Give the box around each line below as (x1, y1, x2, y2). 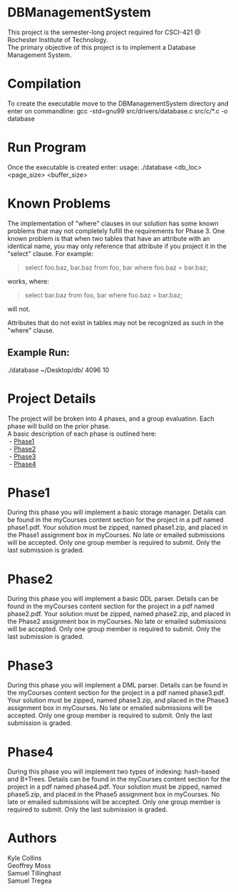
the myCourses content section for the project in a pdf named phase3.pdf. (7, 689, 226, 697)
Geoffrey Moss (7, 861, 51, 870)
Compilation (7, 76, 81, 92)
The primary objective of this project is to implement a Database (7, 43, 196, 51)
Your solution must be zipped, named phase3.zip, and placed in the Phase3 (7, 696, 229, 704)
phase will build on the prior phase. (7, 421, 110, 430)
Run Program (7, 140, 87, 155)
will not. (7, 304, 31, 313)
